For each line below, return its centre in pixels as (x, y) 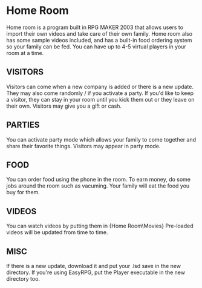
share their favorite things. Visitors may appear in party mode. (83, 146)
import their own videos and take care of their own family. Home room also (99, 33)
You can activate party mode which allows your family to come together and (101, 139)
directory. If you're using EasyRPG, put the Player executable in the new (96, 272)
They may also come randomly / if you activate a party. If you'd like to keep (100, 93)
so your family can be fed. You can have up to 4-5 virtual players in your (96, 47)
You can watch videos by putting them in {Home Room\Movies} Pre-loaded (100, 226)
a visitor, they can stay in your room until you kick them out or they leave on (100, 99)
